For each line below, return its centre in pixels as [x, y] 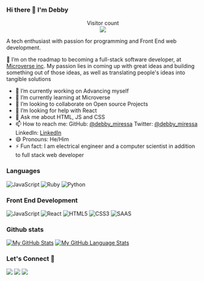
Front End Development [42, 200]
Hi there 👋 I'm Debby [37, 10]
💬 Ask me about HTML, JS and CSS [60, 117]
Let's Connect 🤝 [31, 259]
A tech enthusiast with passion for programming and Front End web [92, 41]
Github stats [25, 229]
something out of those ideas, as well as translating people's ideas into [96, 72]
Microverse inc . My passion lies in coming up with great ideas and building [100, 66]
